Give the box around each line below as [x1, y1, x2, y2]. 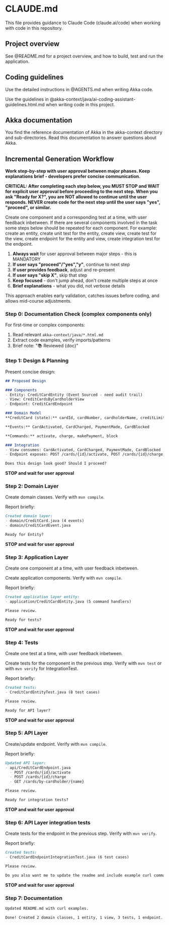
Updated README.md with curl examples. [5, 906, 89, 911]
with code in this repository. [5, 25, 63, 31]
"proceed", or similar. [5, 204, 51, 210]
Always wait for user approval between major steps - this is [12, 251, 137, 257]
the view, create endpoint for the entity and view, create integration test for [5, 236, 160, 242]
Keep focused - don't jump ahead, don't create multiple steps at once [12, 277, 158, 283]
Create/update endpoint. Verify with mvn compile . [5, 741, 107, 747]
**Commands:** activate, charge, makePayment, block [5, 434, 118, 439]
